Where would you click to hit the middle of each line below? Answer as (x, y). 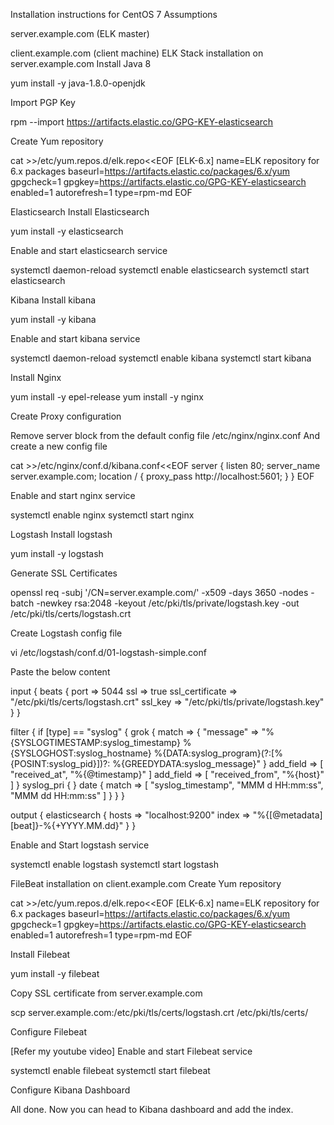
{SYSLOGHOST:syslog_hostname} (81, 753)
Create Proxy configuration (66, 416)
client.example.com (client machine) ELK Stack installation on (137, 53)
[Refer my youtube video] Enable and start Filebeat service (131, 1051)
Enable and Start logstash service (80, 845)
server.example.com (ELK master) (80, 33)
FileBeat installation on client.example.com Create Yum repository (146, 883)
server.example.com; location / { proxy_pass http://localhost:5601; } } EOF (162, 476)
